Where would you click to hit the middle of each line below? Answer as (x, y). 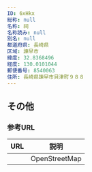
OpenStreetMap (56, 159)
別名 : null (21, 39)
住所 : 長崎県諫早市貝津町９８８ (46, 77)
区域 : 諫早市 (23, 52)
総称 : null (21, 20)
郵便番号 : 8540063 (31, 70)
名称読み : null (27, 32)
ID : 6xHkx (21, 13)
